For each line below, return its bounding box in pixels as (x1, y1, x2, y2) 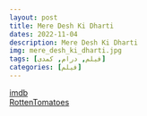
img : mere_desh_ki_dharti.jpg (9, 46, 123, 55)
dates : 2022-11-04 (9, 29, 78, 38)
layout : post (9, 12, 58, 22)
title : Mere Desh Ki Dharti (9, 21, 115, 30)
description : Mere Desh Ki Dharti (9, 37, 139, 47)
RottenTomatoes (9, 96, 70, 107)
